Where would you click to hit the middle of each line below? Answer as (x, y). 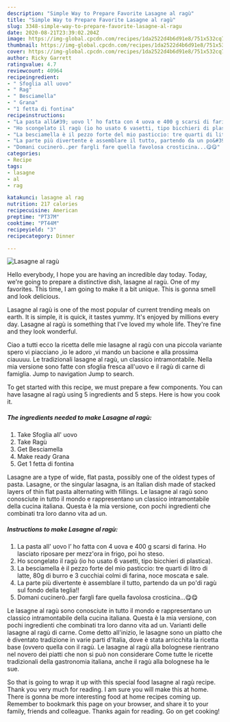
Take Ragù (32, 442)
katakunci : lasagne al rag (46, 198)
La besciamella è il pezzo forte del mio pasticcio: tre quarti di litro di (112, 569)
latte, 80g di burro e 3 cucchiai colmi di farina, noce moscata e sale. (113, 575)
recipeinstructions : (37, 115)
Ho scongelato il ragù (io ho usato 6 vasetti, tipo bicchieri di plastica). (115, 561)
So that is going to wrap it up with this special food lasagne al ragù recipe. (111, 682)
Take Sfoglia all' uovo (47, 435)
